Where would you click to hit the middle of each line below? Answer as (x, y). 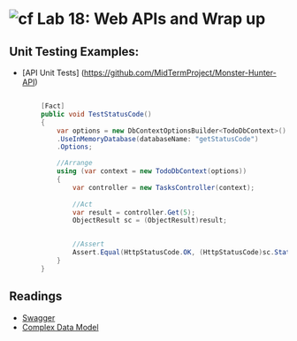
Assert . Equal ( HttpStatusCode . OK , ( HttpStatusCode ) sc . (173, 253)
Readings (36, 296)
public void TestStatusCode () (96, 114)
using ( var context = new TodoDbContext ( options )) (152, 171)
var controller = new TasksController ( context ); (163, 187)
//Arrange (74, 163)
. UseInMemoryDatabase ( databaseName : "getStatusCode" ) (157, 139)
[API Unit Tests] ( (53, 72)
